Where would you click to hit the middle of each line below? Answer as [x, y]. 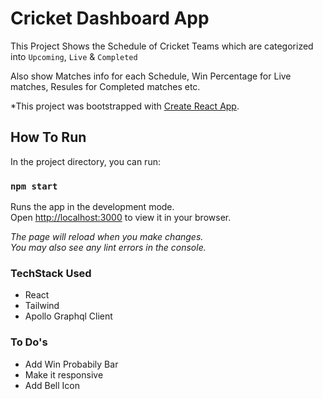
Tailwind [42, 306]
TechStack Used [51, 273]
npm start [34, 186]
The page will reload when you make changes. [107, 237]
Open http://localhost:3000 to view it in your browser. [121, 218]
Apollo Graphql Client [68, 316]
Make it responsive [64, 374]
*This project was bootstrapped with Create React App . [125, 106]
